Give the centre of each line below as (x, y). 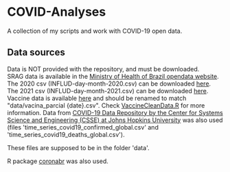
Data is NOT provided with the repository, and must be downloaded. (103, 69)
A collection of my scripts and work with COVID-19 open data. (95, 31)
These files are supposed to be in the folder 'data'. (78, 147)
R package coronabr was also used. (58, 161)
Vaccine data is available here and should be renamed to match (97, 98)
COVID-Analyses (57, 12)
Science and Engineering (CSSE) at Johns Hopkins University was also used (115, 120)
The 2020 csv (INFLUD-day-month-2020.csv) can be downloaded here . (109, 84)
